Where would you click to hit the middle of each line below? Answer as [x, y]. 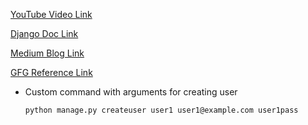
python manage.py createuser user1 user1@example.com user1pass [161, 110]
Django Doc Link [44, 33]
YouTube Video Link [51, 14]
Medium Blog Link [47, 53]
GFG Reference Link [51, 72]
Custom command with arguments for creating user [131, 92]
